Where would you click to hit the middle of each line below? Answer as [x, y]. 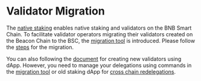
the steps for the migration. [40, 47]
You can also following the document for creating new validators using [94, 59]
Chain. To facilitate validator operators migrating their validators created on [100, 34]
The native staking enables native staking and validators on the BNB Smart [99, 28]
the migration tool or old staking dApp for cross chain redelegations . [91, 71]
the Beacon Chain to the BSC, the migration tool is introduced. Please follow [101, 40]
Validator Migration [56, 11]
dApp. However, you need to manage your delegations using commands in [99, 65]
